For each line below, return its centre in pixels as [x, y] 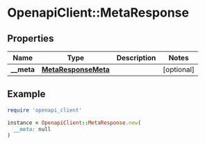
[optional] [179, 69]
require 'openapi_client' [44, 110]
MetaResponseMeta [75, 69]
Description [136, 58]
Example [26, 94]
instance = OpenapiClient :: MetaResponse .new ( [74, 123]
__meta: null [32, 129]
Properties [31, 39]
